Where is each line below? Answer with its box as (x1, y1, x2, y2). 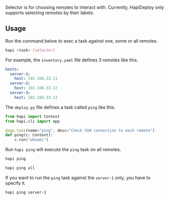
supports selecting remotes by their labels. (5, 10, 95, 16)
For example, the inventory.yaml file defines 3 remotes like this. (5, 57, 138, 63)
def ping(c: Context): (5, 132, 53, 138)
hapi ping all (5, 165, 35, 171)
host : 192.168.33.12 (14, 86, 58, 91)
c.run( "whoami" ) (14, 137, 49, 143)
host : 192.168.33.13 (14, 95, 58, 100)
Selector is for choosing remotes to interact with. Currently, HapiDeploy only (5, 5, 164, 10)
